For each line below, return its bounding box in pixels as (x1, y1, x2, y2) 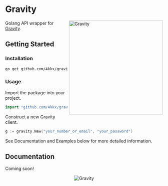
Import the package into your (5, 89, 65, 96)
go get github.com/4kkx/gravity (5, 66, 72, 71)
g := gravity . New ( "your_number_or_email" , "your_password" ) (5, 129, 133, 134)
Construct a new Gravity (5, 114, 55, 120)
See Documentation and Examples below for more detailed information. (5, 138, 152, 144)
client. (5, 119, 18, 125)
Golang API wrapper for (5, 20, 54, 26)
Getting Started (5, 40, 54, 49)
